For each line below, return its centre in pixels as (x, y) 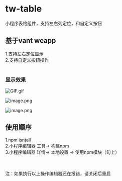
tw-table (24, 9)
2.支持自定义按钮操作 (27, 60)
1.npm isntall (18, 140)
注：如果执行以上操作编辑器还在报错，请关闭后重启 (58, 173)
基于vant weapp (31, 41)
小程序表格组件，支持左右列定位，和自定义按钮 (53, 23)
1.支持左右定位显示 (24, 54)
